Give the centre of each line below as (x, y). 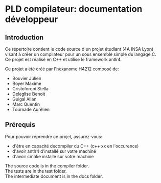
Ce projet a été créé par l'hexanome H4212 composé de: (62, 69)
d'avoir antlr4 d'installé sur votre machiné (54, 151)
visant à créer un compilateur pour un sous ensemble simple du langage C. (81, 54)
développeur (32, 19)
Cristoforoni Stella (30, 89)
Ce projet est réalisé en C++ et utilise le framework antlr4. (63, 59)
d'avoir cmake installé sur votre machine (53, 156)
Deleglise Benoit (29, 94)
